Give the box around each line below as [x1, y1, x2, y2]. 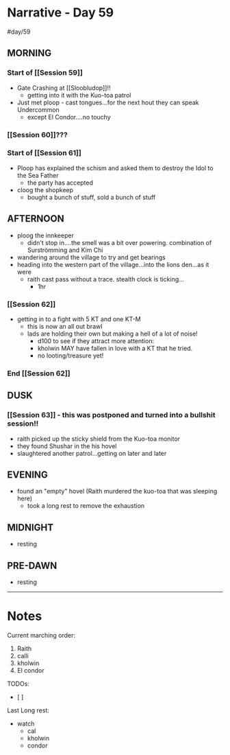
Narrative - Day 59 [7, 5, 114, 21]
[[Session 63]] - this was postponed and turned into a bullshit [7, 410, 216, 420]
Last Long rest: [7, 706, 49, 715]
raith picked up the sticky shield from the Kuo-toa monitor [16, 434, 180, 443]
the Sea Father [16, 171, 59, 179]
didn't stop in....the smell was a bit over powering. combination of [27, 238, 212, 246]
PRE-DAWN [7, 559, 57, 571]
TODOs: [7, 679, 29, 688]
